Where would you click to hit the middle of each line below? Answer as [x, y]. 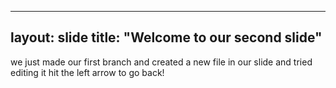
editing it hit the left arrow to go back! [87, 72]
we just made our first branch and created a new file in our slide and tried [161, 62]
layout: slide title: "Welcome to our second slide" [166, 37]
